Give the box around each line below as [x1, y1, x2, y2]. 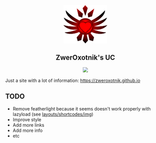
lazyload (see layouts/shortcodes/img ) [12, 111, 93, 117]
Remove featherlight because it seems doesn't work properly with [12, 105, 151, 111]
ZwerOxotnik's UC [55, 53, 115, 62]
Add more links [12, 122, 45, 128]
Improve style [12, 117, 42, 123]
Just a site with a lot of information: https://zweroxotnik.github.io [5, 77, 141, 83]
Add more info [12, 127, 43, 133]
